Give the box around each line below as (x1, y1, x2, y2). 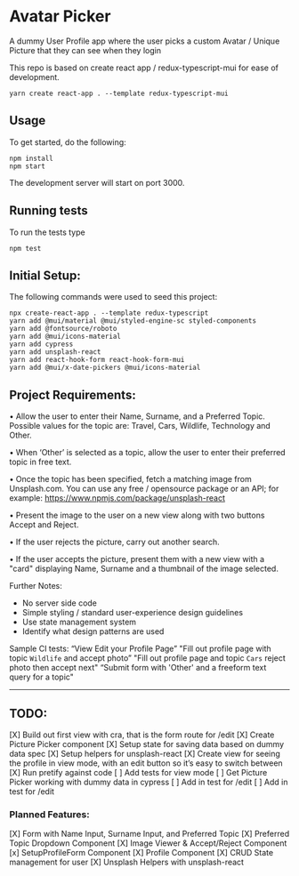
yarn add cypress (9, 340, 74, 349)
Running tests (9, 203, 89, 219)
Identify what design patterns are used (21, 626, 165, 637)
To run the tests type (9, 227, 86, 237)
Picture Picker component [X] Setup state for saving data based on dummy (9, 739, 285, 749)
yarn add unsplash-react (9, 348, 101, 357)
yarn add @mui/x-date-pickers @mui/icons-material (9, 363, 201, 373)
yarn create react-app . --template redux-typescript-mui (9, 89, 229, 98)
